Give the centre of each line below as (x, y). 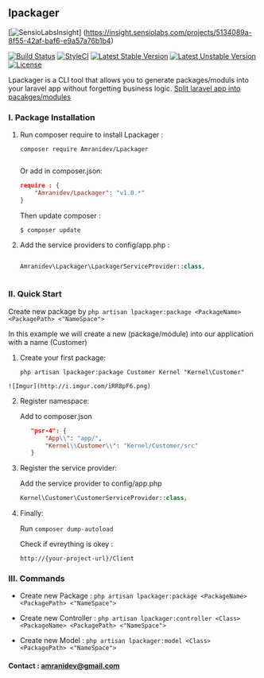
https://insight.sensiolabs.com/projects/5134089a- (169, 32)
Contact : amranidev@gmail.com (64, 666)
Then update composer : (60, 215)
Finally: (31, 513)
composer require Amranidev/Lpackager (84, 149)
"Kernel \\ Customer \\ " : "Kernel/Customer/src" (122, 446)
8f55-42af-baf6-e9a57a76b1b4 (60, 41)
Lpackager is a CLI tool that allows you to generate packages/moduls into (128, 79)
